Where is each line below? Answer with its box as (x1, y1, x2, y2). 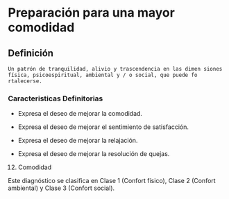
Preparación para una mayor (8, 5, 176, 21)
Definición (8, 47, 54, 59)
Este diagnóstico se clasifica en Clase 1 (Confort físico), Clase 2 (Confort (8, 177, 216, 185)
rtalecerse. (8, 78, 42, 85)
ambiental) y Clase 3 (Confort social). (8, 184, 115, 192)
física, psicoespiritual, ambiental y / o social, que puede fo (8, 71, 198, 78)
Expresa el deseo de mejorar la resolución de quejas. (17, 150, 170, 158)
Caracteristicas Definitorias (8, 94, 103, 103)
